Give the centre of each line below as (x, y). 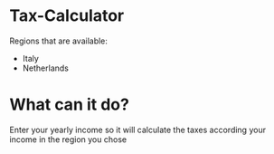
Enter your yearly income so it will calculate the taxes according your (138, 130)
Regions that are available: (59, 41)
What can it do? (69, 105)
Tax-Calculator (67, 16)
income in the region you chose (68, 139)
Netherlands (46, 68)
